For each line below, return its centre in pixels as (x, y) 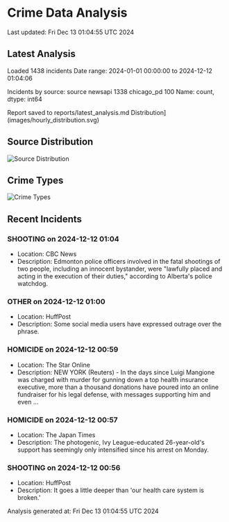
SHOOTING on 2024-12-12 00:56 (64, 468)
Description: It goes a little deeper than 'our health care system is (111, 490)
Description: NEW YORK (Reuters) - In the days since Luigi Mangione (116, 372)
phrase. (28, 331)
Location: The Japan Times (56, 435)
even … (28, 402)
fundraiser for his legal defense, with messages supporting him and (114, 394)
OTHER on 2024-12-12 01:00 (56, 301)
